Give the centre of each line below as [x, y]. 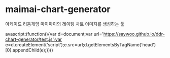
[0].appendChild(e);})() [29, 50]
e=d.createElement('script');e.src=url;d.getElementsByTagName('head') [81, 44]
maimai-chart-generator [58, 9]
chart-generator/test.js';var [34, 39]
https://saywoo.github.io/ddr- [134, 34]
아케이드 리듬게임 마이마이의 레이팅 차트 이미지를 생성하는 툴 [65, 24]
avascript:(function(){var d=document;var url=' [55, 34]
